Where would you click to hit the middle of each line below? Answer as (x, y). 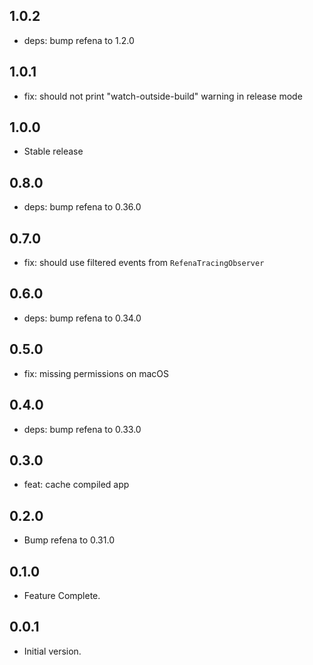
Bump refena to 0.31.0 (69, 540)
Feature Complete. (62, 595)
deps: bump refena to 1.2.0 (79, 40)
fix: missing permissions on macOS (96, 373)
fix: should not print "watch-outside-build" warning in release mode (163, 96)
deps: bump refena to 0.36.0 (82, 207)
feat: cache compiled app (76, 485)
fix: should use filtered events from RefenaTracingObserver (144, 263)
